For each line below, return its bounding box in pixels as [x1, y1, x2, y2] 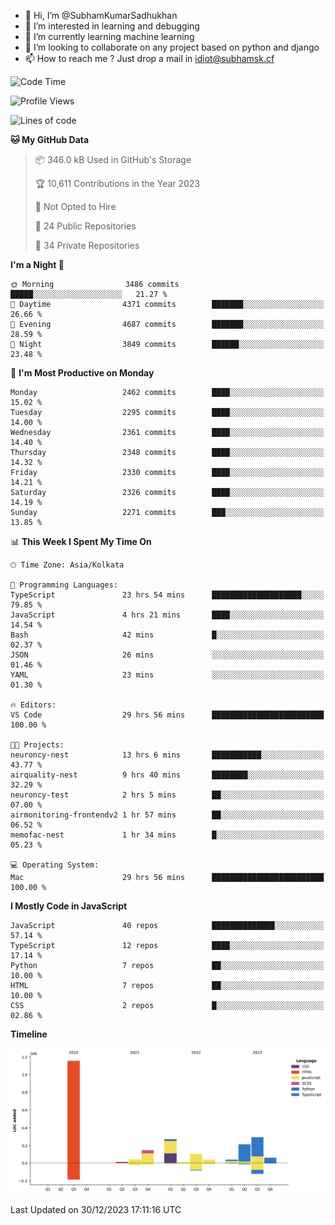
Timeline [10, 1028, 48, 1040]
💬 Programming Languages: [10, 580, 118, 590]
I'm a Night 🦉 [10, 259, 65, 270]
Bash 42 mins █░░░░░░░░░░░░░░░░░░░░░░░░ [10, 630, 325, 640]
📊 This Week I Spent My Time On [10, 536, 152, 547]
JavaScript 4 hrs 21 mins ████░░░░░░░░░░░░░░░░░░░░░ [10, 610, 325, 620]
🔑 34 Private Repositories [34, 240, 140, 251]
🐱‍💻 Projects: [10, 740, 65, 750]
